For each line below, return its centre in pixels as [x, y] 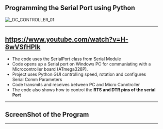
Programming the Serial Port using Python [70, 8]
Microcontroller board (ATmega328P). [50, 69]
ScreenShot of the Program [47, 115]
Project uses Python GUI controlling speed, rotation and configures [79, 74]
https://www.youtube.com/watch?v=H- [67, 40]
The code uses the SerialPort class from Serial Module [66, 59]
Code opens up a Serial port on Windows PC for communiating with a [81, 64]
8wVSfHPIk [23, 47]
